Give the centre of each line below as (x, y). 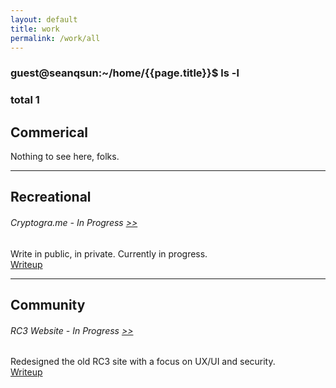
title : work (35, 29)
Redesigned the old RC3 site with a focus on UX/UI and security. (143, 362)
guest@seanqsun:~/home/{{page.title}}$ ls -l (125, 73)
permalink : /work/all (55, 38)
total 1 (25, 100)
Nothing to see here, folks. (65, 157)
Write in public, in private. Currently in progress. (109, 253)
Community (48, 305)
